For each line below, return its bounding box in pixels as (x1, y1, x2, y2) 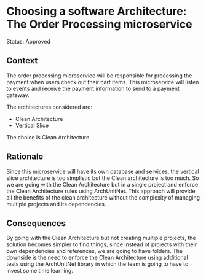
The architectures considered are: (6, 103, 92, 111)
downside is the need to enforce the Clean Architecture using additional (6, 254, 189, 262)
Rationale (6, 152, 44, 162)
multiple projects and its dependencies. (6, 200, 106, 208)
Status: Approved (6, 37, 51, 45)
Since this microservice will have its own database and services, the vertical (6, 168, 199, 175)
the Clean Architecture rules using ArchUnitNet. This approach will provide (6, 187, 196, 195)
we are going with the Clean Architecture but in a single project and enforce (6, 181, 199, 188)
